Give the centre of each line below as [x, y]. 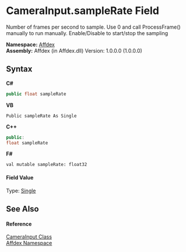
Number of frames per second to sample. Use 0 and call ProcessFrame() [93, 27]
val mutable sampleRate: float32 [47, 165]
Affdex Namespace [29, 243]
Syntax [19, 69]
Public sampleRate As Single [41, 116]
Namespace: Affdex [31, 44]
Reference [19, 224]
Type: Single [21, 191]
